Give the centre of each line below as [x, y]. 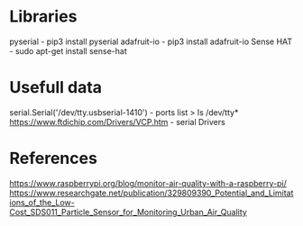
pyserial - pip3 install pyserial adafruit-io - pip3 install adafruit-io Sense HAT [151, 41]
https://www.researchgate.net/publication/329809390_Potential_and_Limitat [151, 193]
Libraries [43, 17]
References [53, 158]
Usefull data [55, 88]
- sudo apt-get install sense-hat [69, 50]
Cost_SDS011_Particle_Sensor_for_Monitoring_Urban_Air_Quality [129, 212]
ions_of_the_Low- [42, 202]
